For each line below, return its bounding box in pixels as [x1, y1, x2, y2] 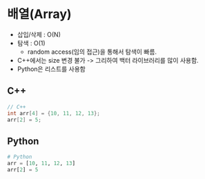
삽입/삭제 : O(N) [17, 30, 61, 39]
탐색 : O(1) [17, 39, 46, 47]
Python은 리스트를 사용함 [17, 65, 86, 73]
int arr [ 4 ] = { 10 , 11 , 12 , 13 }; [7, 109, 100, 117]
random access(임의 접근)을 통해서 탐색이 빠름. [27, 48, 157, 56]
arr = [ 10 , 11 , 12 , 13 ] [7, 160, 76, 167]
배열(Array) [7, 6, 72, 22]
